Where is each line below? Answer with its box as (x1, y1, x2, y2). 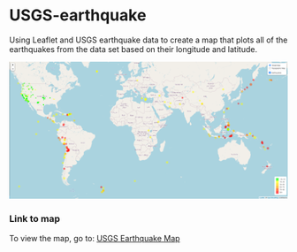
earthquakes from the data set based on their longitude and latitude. (9, 43, 258, 54)
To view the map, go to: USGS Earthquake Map (9, 233, 180, 243)
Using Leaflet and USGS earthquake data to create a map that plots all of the (9, 34, 288, 45)
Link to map (9, 213, 60, 225)
